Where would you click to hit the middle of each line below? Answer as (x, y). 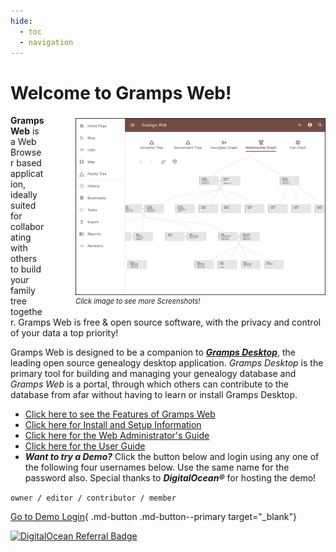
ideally (24, 195)
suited (23, 206)
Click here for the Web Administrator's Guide (117, 436)
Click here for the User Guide (85, 446)
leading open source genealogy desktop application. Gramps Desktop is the (167, 363)
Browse (26, 152)
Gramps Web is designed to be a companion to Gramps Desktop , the (153, 352)
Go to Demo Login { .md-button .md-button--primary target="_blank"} (153, 517)
